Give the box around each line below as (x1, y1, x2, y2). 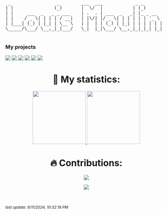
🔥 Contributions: (50, 157, 123, 169)
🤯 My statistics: (52, 74, 121, 85)
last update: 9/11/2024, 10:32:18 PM (5, 205, 68, 210)
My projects (5, 43, 36, 50)
